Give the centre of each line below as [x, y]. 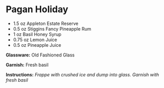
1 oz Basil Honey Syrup [37, 34]
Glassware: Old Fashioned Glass [40, 55]
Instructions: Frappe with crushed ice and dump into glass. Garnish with [83, 74]
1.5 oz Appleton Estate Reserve [46, 23]
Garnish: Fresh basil [27, 65]
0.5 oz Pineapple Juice [37, 45]
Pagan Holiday [37, 9]
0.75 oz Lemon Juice [35, 40]
